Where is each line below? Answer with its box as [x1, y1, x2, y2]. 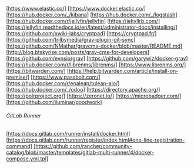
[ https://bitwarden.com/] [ [6, 68, 69, 74]
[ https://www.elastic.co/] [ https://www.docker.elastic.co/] [6, 5, 146, 12]
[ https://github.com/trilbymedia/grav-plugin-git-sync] [6, 36, 136, 43]
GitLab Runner [6, 112, 41, 119]
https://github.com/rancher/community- [35, 143, 132, 150]
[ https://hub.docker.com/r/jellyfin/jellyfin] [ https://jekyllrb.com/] [6, 18, 160, 24]
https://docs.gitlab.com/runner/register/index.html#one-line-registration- [8, 136, 185, 143]
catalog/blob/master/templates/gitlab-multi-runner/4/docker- [6, 149, 155, 156]
